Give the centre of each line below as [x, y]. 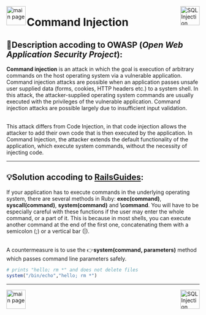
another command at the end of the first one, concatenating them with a [97, 224]
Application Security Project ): [64, 54]
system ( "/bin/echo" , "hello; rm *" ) [52, 275]
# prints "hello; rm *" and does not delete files [72, 270]
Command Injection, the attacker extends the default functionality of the [97, 139]
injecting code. [25, 152]
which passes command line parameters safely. [67, 258]
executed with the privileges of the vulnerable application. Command [93, 102]
